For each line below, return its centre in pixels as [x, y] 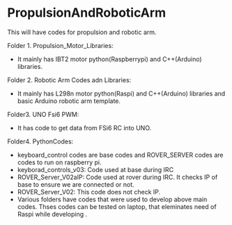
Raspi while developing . [52, 214]
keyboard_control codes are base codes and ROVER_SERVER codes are [120, 155]
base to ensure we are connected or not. [76, 184]
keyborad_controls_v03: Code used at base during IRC [95, 169]
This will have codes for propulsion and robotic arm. [82, 32]
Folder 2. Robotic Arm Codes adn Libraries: [69, 80]
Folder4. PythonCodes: [40, 141]
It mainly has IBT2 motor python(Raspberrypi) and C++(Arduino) [109, 59]
